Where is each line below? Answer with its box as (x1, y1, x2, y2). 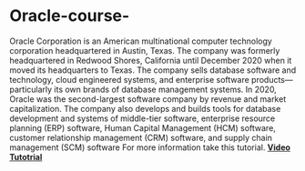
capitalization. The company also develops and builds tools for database (9, 103, 281, 114)
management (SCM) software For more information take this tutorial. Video (9, 142, 291, 153)
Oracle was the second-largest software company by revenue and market (9, 93, 287, 105)
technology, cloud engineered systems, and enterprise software (9, 74, 250, 85)
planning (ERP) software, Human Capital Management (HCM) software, (9, 122, 276, 133)
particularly (9, 84, 53, 95)
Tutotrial (9, 151, 43, 162)
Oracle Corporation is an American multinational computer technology (9, 35, 273, 46)
